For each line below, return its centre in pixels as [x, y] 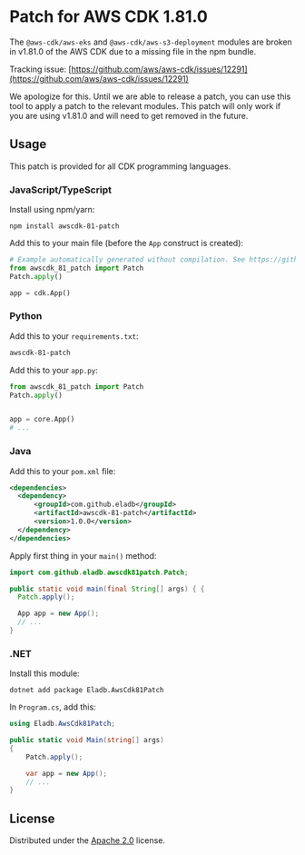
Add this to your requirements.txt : [74, 336]
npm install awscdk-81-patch [64, 226]
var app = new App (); [66, 773]
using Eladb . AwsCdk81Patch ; [63, 724]
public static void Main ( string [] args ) [87, 741]
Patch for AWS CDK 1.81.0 [109, 17]
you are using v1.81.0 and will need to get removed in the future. [129, 115]
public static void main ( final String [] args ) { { [107, 589]
